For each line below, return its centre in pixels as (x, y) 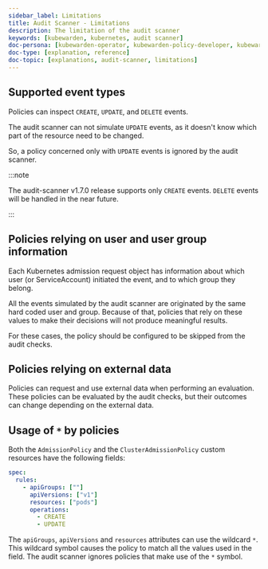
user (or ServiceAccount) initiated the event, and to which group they (122, 279)
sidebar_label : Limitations (55, 16)
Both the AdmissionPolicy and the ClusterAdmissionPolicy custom (117, 449)
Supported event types (67, 92)
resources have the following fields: (67, 458)
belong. (21, 288)
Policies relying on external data (90, 369)
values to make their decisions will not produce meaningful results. (118, 320)
